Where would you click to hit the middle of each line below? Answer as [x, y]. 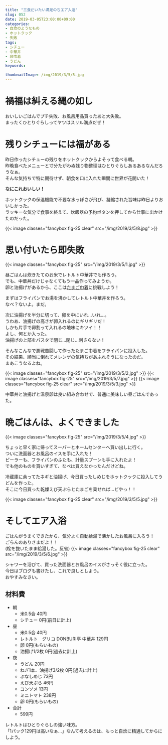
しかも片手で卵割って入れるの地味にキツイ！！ [53, 327]
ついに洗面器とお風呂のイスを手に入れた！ [49, 453]
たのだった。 [18, 218]
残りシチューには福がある [58, 145]
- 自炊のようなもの [23, 29]
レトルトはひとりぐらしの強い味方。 [43, 724]
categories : [18, 24]
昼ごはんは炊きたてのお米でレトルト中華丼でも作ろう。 [62, 274]
